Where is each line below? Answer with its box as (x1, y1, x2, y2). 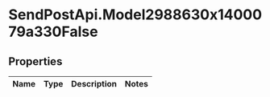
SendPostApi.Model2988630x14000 (8, 6, 263, 24)
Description (71, 79, 117, 89)
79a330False (8, 22, 98, 41)
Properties (8, 55, 63, 68)
